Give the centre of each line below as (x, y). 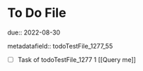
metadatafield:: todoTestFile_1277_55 (60, 46)
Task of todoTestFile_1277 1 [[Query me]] (77, 59)
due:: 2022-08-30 (34, 32)
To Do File (37, 13)
